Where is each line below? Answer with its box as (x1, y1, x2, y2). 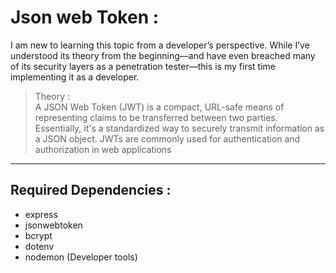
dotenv (24, 240, 55, 252)
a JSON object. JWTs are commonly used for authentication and (34, 132, 301, 145)
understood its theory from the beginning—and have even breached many (10, 49, 316, 61)
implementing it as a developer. (10, 71, 140, 83)
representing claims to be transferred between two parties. (34, 111, 278, 123)
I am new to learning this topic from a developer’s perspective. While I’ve (10, 39, 310, 51)
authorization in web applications (34, 143, 172, 155)
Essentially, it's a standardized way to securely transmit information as (34, 122, 325, 134)
